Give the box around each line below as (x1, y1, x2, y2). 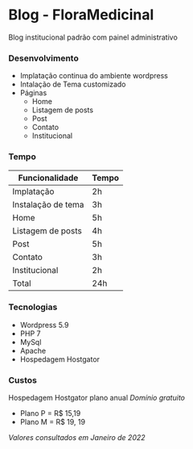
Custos (8, 374, 38, 385)
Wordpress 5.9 (19, 320, 69, 329)
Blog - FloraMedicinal (8, 6, 154, 24)
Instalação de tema (12, 199, 84, 210)
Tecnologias (8, 301, 58, 313)
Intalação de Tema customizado (19, 79, 126, 90)
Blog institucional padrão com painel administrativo (8, 32, 179, 42)
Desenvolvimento (8, 52, 79, 64)
